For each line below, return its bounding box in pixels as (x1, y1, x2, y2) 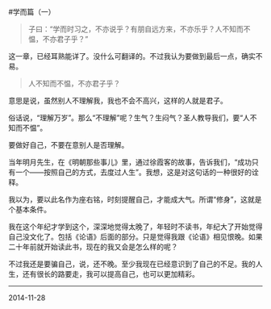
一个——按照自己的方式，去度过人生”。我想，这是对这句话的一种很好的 (15, 168, 252, 177)
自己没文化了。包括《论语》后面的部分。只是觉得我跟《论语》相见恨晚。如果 (8, 232, 263, 241)
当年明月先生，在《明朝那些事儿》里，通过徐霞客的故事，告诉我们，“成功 (8, 157, 252, 167)
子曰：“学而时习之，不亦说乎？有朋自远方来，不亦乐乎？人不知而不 (27, 24, 251, 34)
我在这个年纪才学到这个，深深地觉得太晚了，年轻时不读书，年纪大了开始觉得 (8, 222, 263, 232)
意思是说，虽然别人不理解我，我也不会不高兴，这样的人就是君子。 (8, 96, 227, 105)
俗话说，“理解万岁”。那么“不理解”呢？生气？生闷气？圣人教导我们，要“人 (8, 113, 250, 123)
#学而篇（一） (8, 7, 56, 16)
